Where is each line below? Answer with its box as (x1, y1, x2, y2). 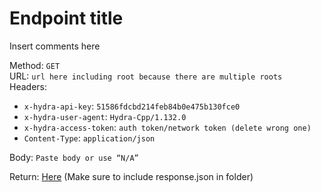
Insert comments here (9, 40, 101, 52)
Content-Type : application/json (23, 132, 156, 144)
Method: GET (9, 59, 61, 71)
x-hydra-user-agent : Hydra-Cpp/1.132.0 (23, 110, 187, 122)
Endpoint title (9, 7, 124, 30)
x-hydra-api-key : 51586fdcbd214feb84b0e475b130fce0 (23, 100, 241, 112)
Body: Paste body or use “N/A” (9, 151, 139, 163)
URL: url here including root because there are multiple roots (9, 70, 283, 82)
